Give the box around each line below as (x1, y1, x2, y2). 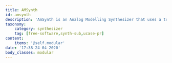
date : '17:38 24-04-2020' (5, 45, 60, 50)
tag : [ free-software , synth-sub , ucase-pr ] (14, 31, 104, 36)
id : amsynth (5, 12, 31, 17)
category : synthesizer (14, 26, 63, 31)
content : (5, 36, 24, 41)
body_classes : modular (5, 50, 54, 55)
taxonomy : (5, 21, 27, 27)
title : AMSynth (5, 7, 38, 13)
